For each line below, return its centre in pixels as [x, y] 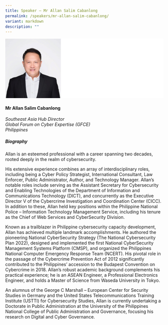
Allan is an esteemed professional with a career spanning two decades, [79, 154]
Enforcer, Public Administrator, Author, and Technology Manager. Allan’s [80, 180]
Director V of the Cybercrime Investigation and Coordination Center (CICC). [83, 201]
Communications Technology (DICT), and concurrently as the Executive [80, 196]
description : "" [22, 27]
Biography [16, 141]
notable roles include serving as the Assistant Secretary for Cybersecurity [82, 185]
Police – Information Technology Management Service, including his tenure [83, 212]
